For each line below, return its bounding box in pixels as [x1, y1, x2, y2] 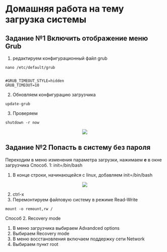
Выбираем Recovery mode [12, 230, 70, 236]
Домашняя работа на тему [5, 3, 124, 15]
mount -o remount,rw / [5, 206, 53, 212]
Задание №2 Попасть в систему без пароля [5, 143, 151, 152]
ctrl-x [12, 191, 24, 197]
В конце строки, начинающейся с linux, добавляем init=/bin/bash [12, 172, 153, 178]
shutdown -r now [5, 120, 39, 125]
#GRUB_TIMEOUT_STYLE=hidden [5, 78, 65, 83]
